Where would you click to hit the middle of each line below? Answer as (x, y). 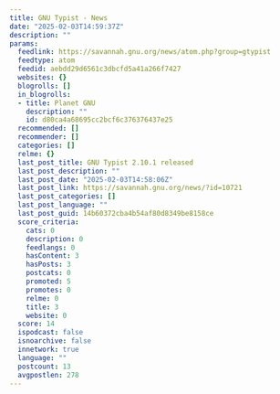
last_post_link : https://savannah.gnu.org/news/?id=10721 (130, 188)
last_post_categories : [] (67, 197)
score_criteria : (48, 222)
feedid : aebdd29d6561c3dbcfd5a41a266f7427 (99, 69)
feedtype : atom (47, 60)
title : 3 (42, 307)
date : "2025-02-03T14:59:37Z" (67, 27)
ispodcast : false (51, 333)
